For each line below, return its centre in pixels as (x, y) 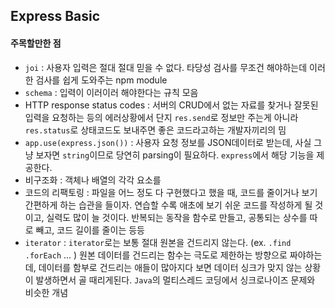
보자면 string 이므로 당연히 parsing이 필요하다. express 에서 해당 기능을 (175, 155)
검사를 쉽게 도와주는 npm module (101, 80)
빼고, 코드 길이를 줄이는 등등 (90, 230)
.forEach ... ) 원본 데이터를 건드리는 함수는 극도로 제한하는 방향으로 (156, 255)
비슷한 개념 (46, 292)
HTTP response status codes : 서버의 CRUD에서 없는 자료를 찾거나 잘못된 (171, 105)
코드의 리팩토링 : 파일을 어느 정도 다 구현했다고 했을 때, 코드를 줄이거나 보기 (171, 192)
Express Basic (55, 16)
